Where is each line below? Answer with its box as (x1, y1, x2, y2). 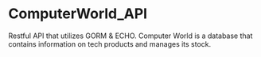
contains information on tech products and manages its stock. (8, 39, 212, 48)
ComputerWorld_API (8, 5, 148, 23)
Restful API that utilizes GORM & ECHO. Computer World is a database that (8, 31, 253, 40)
